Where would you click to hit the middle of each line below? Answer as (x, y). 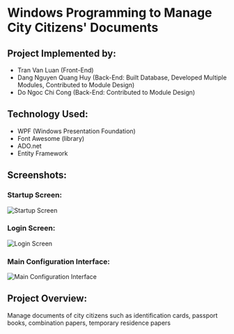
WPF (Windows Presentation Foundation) (76, 131)
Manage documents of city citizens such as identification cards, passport (112, 315)
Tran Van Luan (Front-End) (55, 70)
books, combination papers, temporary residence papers (89, 323)
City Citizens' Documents (83, 28)
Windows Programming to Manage (110, 13)
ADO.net (29, 146)
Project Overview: (47, 299)
